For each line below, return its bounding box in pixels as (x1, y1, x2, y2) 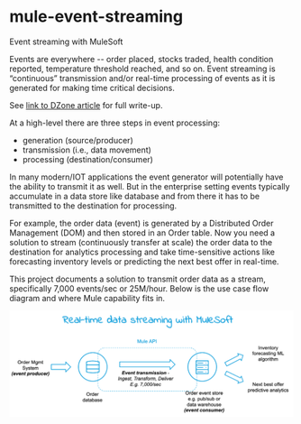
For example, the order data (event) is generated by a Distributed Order (9, 217, 274, 228)
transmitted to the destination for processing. (9, 200, 178, 211)
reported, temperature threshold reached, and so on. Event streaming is (9, 63, 277, 74)
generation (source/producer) (22, 134, 133, 145)
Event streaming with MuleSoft (9, 36, 123, 47)
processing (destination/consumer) (22, 153, 153, 164)
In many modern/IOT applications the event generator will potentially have (9, 171, 284, 182)
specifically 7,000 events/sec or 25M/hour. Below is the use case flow (9, 282, 269, 294)
